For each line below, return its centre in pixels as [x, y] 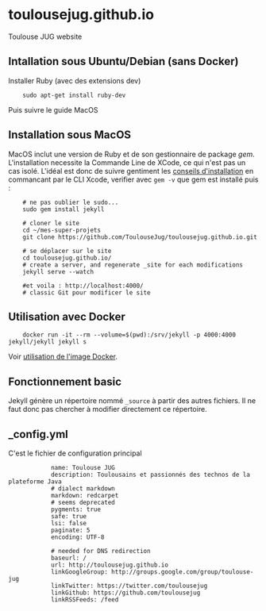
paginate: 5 [70, 530]
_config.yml [39, 434]
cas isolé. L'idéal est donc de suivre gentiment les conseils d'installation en [131, 171]
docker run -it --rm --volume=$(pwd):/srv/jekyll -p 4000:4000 [129, 335]
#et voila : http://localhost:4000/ [83, 286]
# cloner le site [51, 223]
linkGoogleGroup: [79, 572]
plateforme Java [35, 482]
